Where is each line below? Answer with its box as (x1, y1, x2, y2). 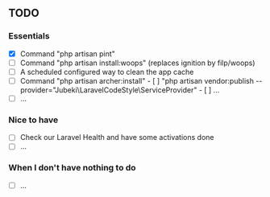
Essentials (8, 31, 50, 42)
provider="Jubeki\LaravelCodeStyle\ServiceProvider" (19, 84, 197, 95)
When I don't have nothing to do (8, 162, 136, 174)
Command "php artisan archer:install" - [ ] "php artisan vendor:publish (19, 76, 254, 85)
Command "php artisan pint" (19, 48, 115, 59)
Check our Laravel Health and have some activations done (19, 133, 214, 142)
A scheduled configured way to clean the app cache (19, 67, 194, 76)
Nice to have (8, 114, 59, 125)
